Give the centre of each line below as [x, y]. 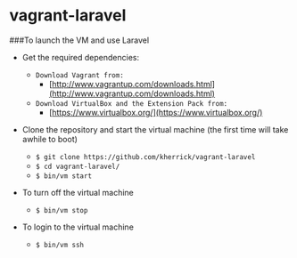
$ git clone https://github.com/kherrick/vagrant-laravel [145, 157]
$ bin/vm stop [62, 210]
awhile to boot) [50, 139]
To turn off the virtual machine [78, 192]
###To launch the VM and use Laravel [79, 40]
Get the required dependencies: [81, 57]
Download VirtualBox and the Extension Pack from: [132, 103]
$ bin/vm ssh [60, 245]
